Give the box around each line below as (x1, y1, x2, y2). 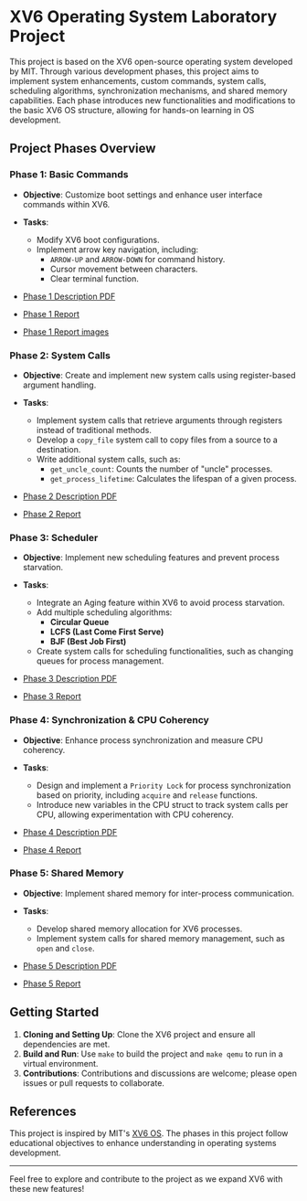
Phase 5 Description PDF (22, 960, 117, 971)
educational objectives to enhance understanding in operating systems (9, 1138, 277, 1149)
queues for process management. (36, 655, 164, 666)
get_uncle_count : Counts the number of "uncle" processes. (49, 463, 273, 474)
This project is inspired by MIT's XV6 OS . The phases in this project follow (9, 1128, 289, 1139)
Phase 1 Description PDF (22, 291, 116, 302)
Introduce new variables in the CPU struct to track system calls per (36, 799, 289, 810)
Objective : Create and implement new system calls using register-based (22, 369, 296, 380)
